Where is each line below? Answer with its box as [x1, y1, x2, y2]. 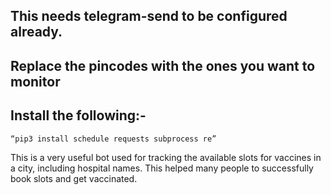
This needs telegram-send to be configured [10, 8, 288, 25]
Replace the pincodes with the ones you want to [10, 57, 316, 74]
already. [10, 24, 63, 41]
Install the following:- [10, 107, 147, 124]
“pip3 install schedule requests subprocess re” [10, 134, 217, 144]
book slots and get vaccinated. [10, 173, 138, 185]
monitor [10, 73, 61, 90]
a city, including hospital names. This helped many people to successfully [10, 162, 314, 174]
